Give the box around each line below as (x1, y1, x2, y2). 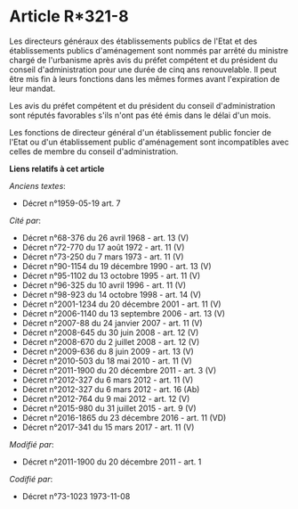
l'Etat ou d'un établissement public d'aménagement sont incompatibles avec (9, 136, 289, 147)
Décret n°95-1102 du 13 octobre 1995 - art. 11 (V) (21, 270, 201, 281)
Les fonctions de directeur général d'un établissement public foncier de (9, 127, 271, 137)
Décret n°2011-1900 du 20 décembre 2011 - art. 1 (21, 456, 202, 467)
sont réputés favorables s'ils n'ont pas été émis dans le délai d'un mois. (9, 110, 271, 120)
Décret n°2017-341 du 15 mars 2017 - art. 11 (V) (21, 422, 195, 432)
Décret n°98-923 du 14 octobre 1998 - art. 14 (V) (21, 289, 202, 300)
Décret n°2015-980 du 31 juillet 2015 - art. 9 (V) (21, 403, 197, 414)
